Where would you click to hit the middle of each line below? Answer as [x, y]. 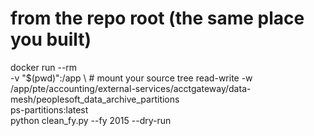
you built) [51, 39]
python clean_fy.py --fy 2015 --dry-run [91, 120]
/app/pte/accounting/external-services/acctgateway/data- [131, 88]
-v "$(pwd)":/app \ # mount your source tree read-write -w [131, 78]
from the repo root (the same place [157, 18]
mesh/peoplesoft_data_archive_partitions [95, 99]
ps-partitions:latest [49, 109]
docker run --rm [44, 67]
